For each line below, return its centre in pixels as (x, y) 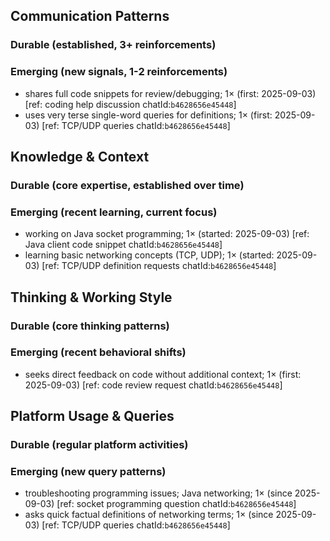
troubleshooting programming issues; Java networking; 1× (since (158, 493)
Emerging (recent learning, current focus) (114, 212)
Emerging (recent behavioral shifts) (98, 352)
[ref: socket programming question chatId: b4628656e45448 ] (176, 504)
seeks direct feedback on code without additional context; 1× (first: (163, 374)
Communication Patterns (90, 16)
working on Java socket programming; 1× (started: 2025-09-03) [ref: (167, 234)
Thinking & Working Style (91, 297)
